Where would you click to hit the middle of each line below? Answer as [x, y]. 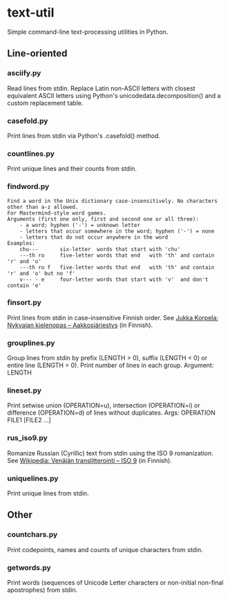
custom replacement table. [45, 103]
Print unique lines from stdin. [48, 493]
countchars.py [32, 535]
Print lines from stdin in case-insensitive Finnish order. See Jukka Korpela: [113, 317]
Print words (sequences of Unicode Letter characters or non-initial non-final [115, 582]
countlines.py [31, 153]
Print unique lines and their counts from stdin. [72, 169]
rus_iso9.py [28, 438]
